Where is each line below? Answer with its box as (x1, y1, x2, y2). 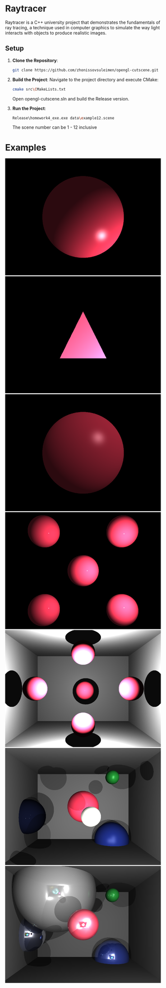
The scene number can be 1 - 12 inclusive (12, 124, 97, 130)
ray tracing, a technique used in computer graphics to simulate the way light (5, 24, 160, 30)
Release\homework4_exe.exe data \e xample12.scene (12, 115, 115, 120)
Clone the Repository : (12, 57, 58, 63)
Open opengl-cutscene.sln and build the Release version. (12, 96, 129, 102)
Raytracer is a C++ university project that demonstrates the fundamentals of (5, 19, 161, 25)
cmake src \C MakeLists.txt (12, 87, 66, 92)
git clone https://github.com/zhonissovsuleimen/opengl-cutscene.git (12, 67, 159, 72)
